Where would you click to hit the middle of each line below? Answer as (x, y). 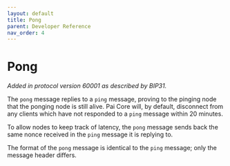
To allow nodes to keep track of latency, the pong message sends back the (113, 127)
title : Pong (24, 20)
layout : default (30, 13)
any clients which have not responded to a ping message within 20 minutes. (115, 114)
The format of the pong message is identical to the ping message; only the (112, 148)
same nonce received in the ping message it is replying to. (90, 134)
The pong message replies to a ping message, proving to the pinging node (112, 99)
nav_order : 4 (26, 33)
